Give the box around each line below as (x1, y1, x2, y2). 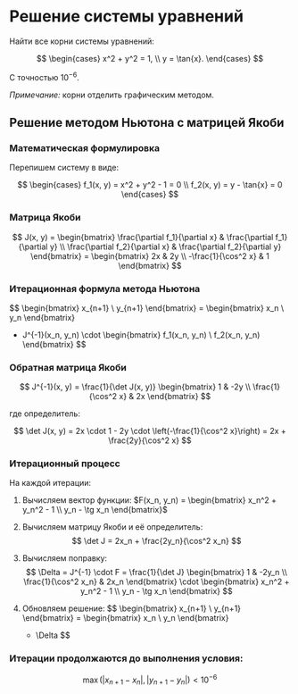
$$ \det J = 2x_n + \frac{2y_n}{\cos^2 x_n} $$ (70, 536, 242, 547)
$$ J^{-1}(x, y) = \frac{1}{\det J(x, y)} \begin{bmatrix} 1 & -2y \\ (19, 381, 252, 392)
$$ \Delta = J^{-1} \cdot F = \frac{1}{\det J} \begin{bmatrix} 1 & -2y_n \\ (25, 567, 287, 578)
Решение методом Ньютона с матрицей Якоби (9, 114, 285, 130)
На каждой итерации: (9, 478, 92, 489)
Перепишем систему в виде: (9, 163, 119, 173)
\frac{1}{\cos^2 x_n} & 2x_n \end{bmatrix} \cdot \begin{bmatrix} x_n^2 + (23, 576, 290, 587)
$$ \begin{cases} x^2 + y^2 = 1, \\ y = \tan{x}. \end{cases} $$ (36, 53, 264, 63)
